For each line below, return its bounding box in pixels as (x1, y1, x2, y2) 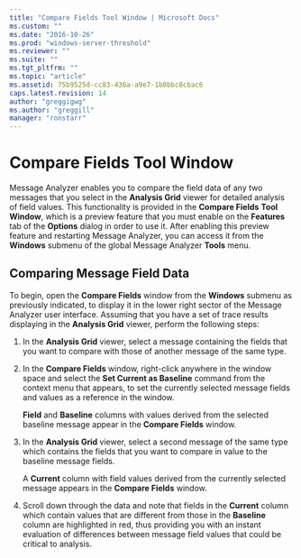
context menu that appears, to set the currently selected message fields (22, 382, 291, 393)
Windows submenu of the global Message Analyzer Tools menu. (9, 240, 251, 251)
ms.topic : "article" (9, 72, 87, 81)
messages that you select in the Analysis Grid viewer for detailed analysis (9, 192, 286, 203)
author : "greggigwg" (9, 96, 87, 106)
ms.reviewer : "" (9, 47, 70, 56)
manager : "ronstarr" (9, 114, 87, 123)
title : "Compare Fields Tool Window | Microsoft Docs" (9, 13, 220, 23)
